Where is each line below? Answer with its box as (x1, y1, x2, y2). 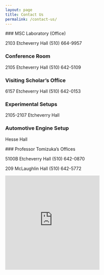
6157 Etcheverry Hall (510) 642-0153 (5, 88, 81, 94)
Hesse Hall (5, 136, 28, 142)
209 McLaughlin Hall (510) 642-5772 (5, 165, 82, 171)
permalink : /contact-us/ (5, 17, 57, 22)
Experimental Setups (5, 101, 58, 108)
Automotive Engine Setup (5, 125, 69, 132)
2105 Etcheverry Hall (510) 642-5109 (5, 64, 81, 70)
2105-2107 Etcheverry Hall (5, 112, 60, 118)
